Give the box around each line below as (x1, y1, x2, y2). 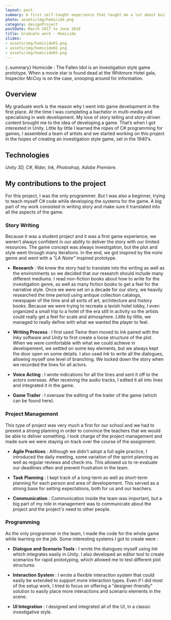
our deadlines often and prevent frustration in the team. (12, 464, 129, 470)
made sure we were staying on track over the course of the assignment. (5, 438, 156, 444)
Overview (5, 90, 37, 99)
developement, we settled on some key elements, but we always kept (12, 345, 159, 351)
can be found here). (12, 398, 54, 404)
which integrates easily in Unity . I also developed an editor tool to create (12, 551, 164, 557)
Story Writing (5, 222, 39, 229)
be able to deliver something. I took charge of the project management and (5, 433, 163, 439)
